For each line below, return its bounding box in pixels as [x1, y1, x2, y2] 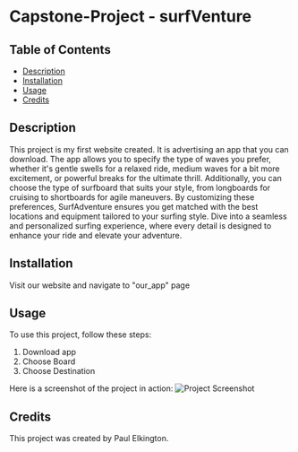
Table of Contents [9, 42, 112, 57]
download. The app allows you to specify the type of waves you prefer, [9, 153, 271, 164]
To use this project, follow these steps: [9, 329, 152, 340]
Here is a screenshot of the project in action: [9, 383, 174, 394]
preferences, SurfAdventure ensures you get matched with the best [9, 201, 259, 212]
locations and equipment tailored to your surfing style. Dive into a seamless [9, 211, 288, 222]
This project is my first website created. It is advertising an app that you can [9, 143, 289, 154]
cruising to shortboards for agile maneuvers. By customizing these [9, 191, 255, 203]
